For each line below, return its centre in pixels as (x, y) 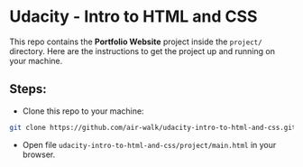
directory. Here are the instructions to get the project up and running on (142, 51)
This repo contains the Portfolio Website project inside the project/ (136, 42)
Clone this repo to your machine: (83, 111)
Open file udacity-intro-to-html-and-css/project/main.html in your (149, 144)
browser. (39, 154)
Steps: (28, 89)
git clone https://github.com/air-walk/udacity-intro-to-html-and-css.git (153, 127)
